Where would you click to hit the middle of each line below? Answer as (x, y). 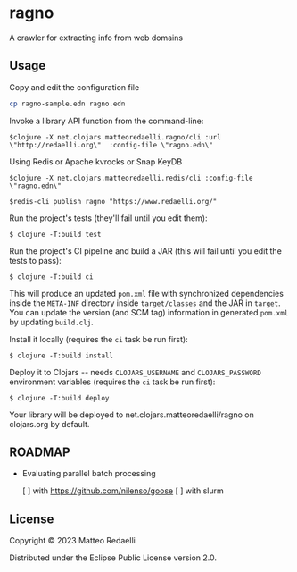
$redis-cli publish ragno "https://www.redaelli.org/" (113, 201)
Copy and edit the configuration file (74, 87)
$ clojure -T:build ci (51, 277)
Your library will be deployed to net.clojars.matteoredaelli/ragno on (132, 415)
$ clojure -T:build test (55, 234)
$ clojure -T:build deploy (59, 398)
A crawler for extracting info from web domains (96, 38)
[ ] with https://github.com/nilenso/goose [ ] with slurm (123, 491)
